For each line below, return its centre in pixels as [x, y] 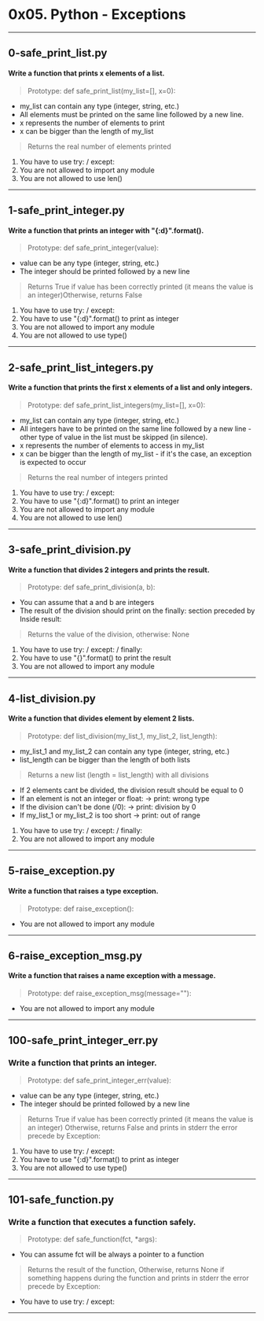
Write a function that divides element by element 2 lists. [101, 718]
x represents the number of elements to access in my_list [112, 445]
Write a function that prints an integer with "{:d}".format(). [106, 231]
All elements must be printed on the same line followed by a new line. [132, 114]
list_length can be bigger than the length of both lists [105, 759]
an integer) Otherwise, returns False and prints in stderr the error [132, 1127]
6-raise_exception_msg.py [75, 956]
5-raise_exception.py [62, 871]
